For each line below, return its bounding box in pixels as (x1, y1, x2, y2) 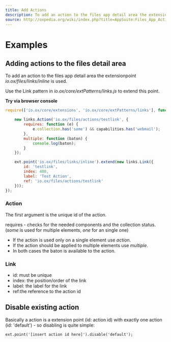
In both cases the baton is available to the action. (12, 248, 116, 254)
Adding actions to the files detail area (5, 59, 126, 68)
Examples (5, 39, 48, 51)
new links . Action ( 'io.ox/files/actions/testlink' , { (14, 117, 129, 123)
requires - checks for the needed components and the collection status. (5, 222, 156, 228)
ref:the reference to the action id (12, 288, 81, 294)
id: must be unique (12, 272, 52, 278)
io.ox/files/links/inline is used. (5, 78, 68, 84)
